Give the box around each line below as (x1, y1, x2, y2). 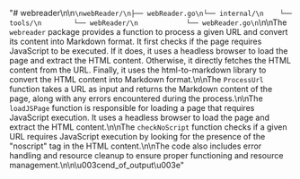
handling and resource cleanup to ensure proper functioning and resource (9, 150, 284, 160)
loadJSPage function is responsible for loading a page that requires (9, 103, 255, 113)
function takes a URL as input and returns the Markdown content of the (9, 84, 273, 94)
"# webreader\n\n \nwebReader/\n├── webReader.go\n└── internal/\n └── (9, 8, 292, 18)
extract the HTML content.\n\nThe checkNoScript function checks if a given (9, 122, 287, 132)
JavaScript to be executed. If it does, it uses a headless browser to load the (9, 46, 288, 56)
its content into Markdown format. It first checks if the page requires (9, 36, 262, 47)
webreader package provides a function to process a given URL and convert (9, 27, 288, 37)
